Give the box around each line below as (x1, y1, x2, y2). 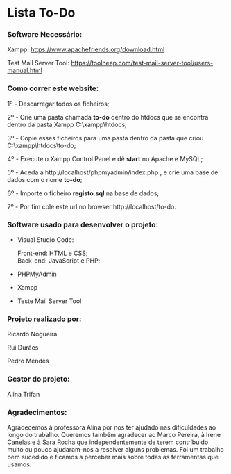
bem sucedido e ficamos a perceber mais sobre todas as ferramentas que (7, 452, 219, 461)
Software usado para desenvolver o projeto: (7, 220, 158, 229)
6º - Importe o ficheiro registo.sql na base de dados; (7, 189, 160, 197)
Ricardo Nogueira (7, 330, 58, 338)
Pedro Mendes (7, 357, 50, 366)
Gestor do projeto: (7, 374, 70, 384)
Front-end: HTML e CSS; (17, 249, 88, 258)
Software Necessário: (7, 30, 83, 40)
